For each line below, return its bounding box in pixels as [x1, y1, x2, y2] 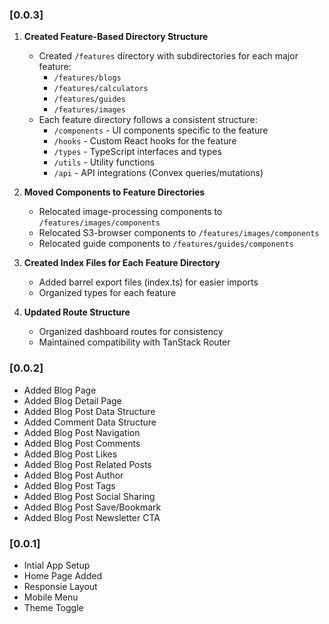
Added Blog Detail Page [23, 394, 122, 407]
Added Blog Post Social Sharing [23, 490, 156, 502]
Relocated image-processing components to [38, 206, 223, 218]
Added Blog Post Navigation [23, 426, 141, 438]
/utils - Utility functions [53, 156, 156, 168]
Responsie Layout [23, 580, 98, 592]
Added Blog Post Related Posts [23, 458, 152, 470]
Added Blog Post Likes [23, 448, 118, 460]
